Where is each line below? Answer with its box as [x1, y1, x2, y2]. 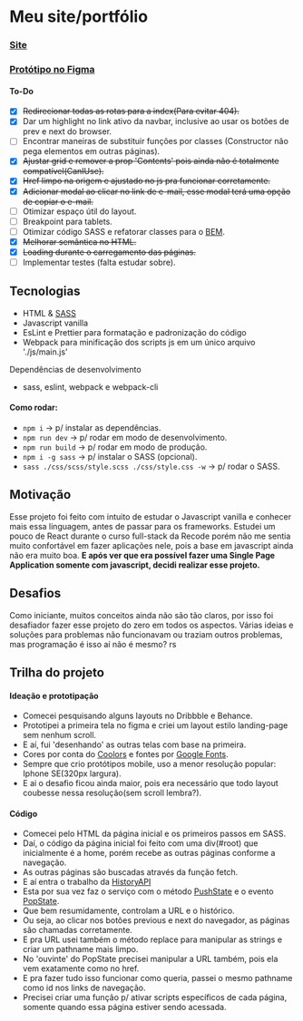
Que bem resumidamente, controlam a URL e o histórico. [22, 905, 235, 917]
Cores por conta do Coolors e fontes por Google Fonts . [22, 749, 229, 760]
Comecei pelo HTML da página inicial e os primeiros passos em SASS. [22, 828, 287, 840]
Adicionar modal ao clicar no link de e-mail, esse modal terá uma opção [22, 186, 291, 197]
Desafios [9, 586, 62, 601]
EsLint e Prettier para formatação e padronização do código [22, 326, 247, 337]
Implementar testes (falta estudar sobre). [22, 257, 176, 267]
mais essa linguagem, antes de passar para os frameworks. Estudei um [9, 520, 276, 531]
